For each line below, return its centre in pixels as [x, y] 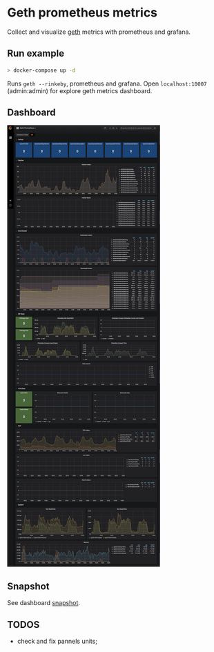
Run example [36, 53]
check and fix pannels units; [57, 641]
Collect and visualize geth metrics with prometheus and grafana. [99, 32]
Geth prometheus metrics [82, 13]
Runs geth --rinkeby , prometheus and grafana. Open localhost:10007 [107, 83]
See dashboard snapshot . [44, 603]
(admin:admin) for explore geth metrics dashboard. [80, 90]
